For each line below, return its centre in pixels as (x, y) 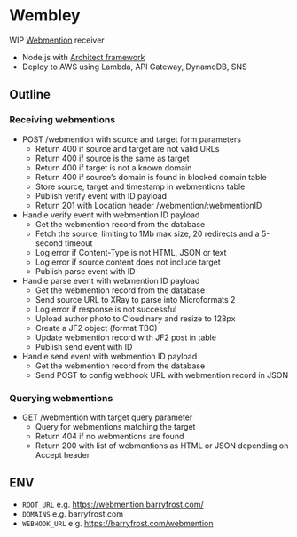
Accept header (63, 454)
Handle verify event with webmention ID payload (111, 215)
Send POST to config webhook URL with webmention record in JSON (162, 375)
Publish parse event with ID (85, 271)
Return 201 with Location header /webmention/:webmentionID (148, 205)
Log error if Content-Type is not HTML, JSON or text (131, 252)
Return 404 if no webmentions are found (109, 436)
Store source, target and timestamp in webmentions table (140, 186)
